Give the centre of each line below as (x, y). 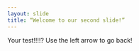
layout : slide (28, 14)
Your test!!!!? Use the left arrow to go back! (70, 40)
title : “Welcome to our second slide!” (66, 20)
